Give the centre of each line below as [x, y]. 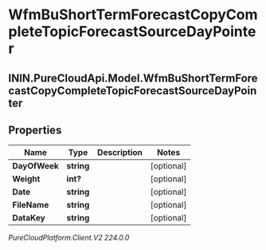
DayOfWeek [36, 166]
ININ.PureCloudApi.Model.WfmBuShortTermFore [133, 78]
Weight [26, 179]
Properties [35, 130]
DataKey [29, 218]
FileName [31, 205]
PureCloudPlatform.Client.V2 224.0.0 [69, 238]
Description [120, 153]
